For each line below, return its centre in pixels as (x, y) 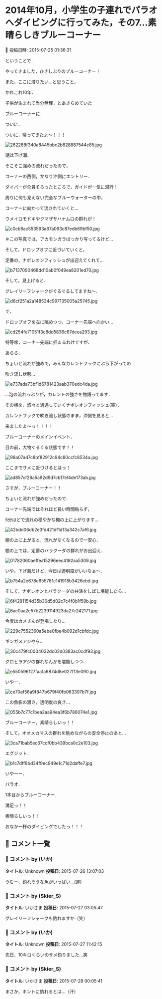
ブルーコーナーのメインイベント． (40, 437)
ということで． (20, 60)
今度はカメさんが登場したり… (36, 621)
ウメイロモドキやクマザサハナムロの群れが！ (51, 219)
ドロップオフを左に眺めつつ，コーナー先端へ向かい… (59, 322)
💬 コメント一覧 (28, 844)
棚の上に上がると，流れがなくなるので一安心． (53, 540)
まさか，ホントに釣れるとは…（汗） (42, 992)
